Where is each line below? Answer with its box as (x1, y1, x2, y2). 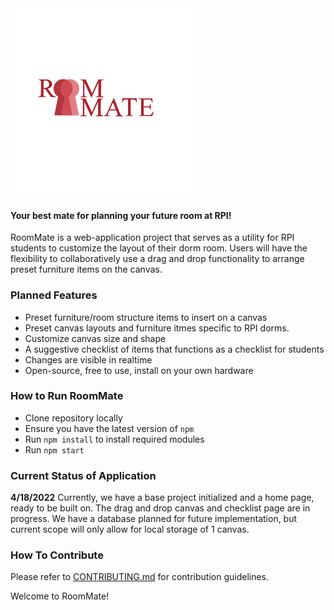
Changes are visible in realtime (24, 353, 153, 366)
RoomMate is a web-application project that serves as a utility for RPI (10, 232, 295, 244)
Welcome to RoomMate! (10, 590, 110, 602)
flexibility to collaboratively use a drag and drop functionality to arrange (10, 253, 305, 265)
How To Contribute (10, 548, 104, 562)
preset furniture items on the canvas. (10, 263, 163, 276)
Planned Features (10, 288, 98, 302)
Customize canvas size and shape (24, 332, 167, 344)
